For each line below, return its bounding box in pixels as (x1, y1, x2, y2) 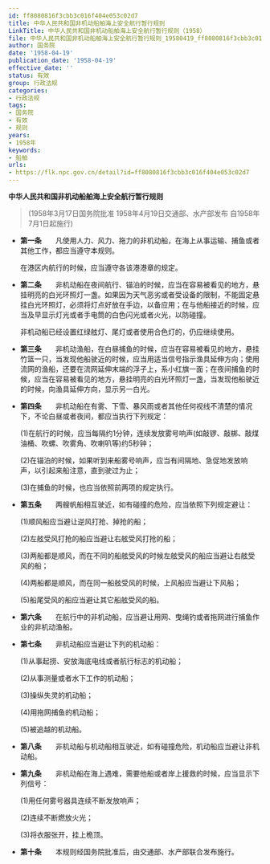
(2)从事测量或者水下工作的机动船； (19, 674, 136, 683)
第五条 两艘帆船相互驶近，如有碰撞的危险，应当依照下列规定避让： (19, 499, 253, 509)
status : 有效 (8, 71, 50, 79)
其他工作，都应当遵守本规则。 (19, 246, 119, 255)
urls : (8, 161, 27, 169)
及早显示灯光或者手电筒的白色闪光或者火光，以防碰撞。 (27, 310, 211, 320)
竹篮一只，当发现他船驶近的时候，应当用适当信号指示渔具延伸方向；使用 (19, 354, 260, 364)
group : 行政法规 (8, 79, 58, 87)
